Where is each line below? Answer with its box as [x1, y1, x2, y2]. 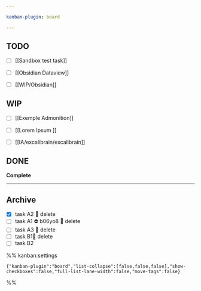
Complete [6, 172, 32, 179]
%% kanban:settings [6, 252, 58, 259]
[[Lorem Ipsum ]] [14, 126, 57, 134]
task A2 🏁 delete [14, 210, 56, 218]
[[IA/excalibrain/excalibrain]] [14, 138, 86, 145]
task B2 [14, 240, 34, 247]
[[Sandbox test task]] [14, 57, 68, 64]
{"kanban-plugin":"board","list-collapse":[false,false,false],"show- [6, 263, 186, 269]
